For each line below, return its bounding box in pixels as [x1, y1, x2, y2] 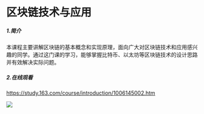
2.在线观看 [6, 73, 33, 81]
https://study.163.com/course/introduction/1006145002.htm [6, 89, 156, 97]
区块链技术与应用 [6, 5, 92, 19]
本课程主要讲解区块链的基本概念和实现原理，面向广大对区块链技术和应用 [6, 44, 187, 51]
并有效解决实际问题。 [6, 59, 59, 66]
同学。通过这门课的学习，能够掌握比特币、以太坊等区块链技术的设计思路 [16, 51, 198, 58]
